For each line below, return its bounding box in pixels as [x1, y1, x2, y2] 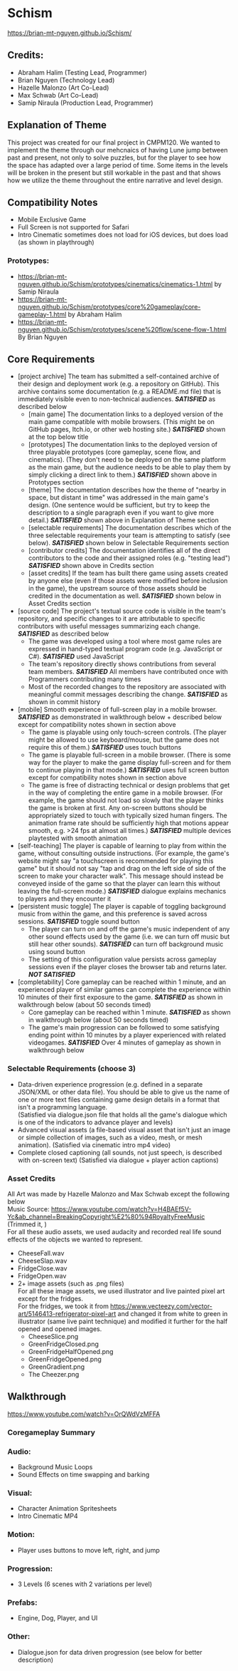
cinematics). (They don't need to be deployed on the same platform [28, 455, 226, 464]
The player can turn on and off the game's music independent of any [28, 925, 230, 933]
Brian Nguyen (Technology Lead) [17, 76, 115, 84]
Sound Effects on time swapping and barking [17, 1470, 150, 1479]
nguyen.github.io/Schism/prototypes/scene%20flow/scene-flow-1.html [17, 325, 227, 333]
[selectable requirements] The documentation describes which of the [28, 524, 232, 532]
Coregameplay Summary [7, 1427, 96, 1437]
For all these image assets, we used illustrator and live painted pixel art [17, 1287, 225, 1295]
